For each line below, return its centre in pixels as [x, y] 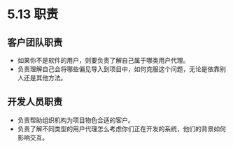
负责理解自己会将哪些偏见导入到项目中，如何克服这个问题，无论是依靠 [119, 69]
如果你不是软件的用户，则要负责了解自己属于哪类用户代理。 [103, 60]
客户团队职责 [35, 42]
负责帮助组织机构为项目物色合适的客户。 [76, 120]
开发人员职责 [35, 102]
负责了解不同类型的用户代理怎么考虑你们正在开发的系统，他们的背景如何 [121, 128]
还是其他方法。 [45, 78]
